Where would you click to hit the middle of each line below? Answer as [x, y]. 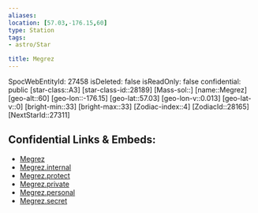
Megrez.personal [47, 192]
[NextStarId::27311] [39, 115]
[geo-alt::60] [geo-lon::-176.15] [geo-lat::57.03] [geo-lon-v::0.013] [114, 98]
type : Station [32, 30]
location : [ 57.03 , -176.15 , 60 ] [58, 23]
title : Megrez [32, 59]
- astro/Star [30, 45]
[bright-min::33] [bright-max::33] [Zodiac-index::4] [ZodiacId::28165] [137, 106]
